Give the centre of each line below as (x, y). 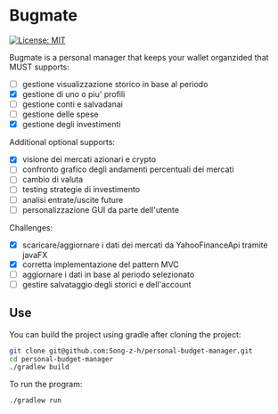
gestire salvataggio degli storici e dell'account (106, 284)
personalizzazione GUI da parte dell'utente (101, 209)
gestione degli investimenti (71, 125)
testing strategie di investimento (81, 190)
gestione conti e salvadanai (72, 104)
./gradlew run (36, 401)
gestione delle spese (60, 114)
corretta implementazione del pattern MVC (101, 264)
